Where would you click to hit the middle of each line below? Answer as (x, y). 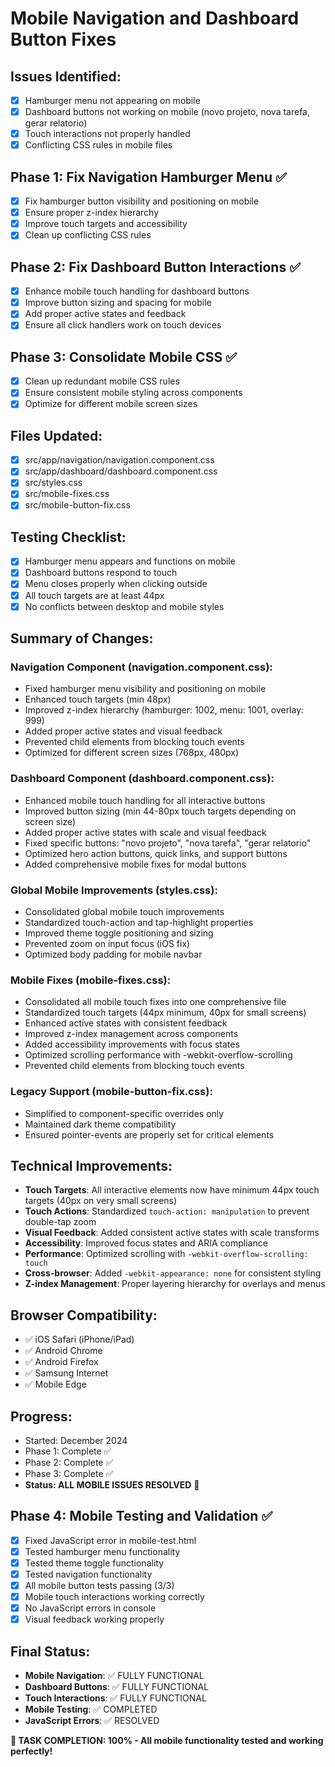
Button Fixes (63, 39)
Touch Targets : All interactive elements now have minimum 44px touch (172, 1190)
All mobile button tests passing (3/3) (99, 1585)
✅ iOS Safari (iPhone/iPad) (79, 1339)
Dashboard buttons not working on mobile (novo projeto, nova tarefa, (167, 112)
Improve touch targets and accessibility (106, 224)
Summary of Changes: (82, 638)
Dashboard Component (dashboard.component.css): (142, 779)
